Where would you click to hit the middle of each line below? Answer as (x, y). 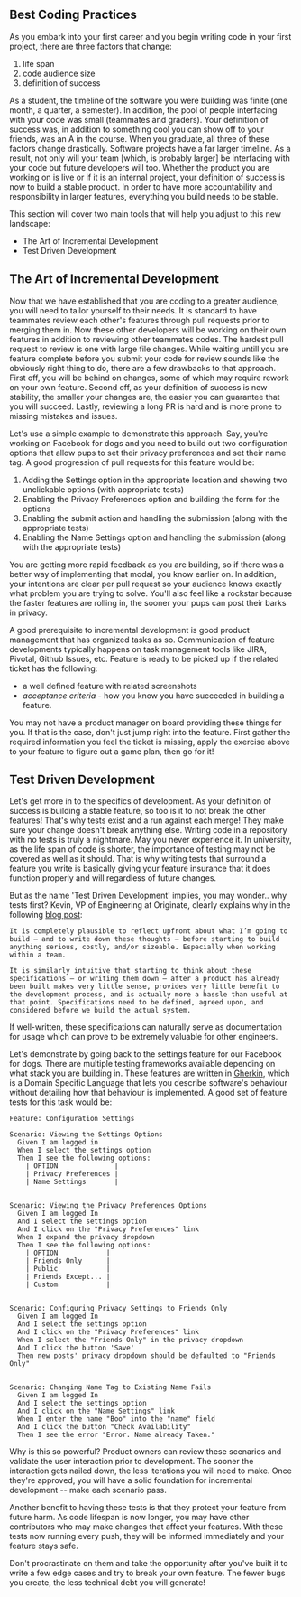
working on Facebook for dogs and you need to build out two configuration (149, 443)
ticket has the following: (54, 668)
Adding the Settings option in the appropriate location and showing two (155, 480)
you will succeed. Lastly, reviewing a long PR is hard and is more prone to (146, 406)
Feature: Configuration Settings (72, 1119)
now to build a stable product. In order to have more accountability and (141, 187)
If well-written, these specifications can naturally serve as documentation (146, 1027)
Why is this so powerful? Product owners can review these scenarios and (146, 1452)
